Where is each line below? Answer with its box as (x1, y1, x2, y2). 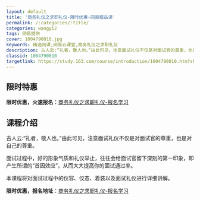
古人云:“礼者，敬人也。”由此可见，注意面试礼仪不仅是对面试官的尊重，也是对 (6, 135, 192, 142)
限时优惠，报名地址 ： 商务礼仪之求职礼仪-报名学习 (6, 188, 129, 195)
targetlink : (6, 58, 36, 64)
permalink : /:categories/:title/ (6, 20, 89, 26)
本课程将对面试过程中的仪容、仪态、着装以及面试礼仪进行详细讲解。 (6, 174, 173, 182)
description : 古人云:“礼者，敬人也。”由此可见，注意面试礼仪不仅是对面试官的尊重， (6, 47, 189, 53)
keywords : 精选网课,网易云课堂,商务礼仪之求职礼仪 (6, 42, 118, 48)
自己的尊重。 (6, 142, 37, 149)
